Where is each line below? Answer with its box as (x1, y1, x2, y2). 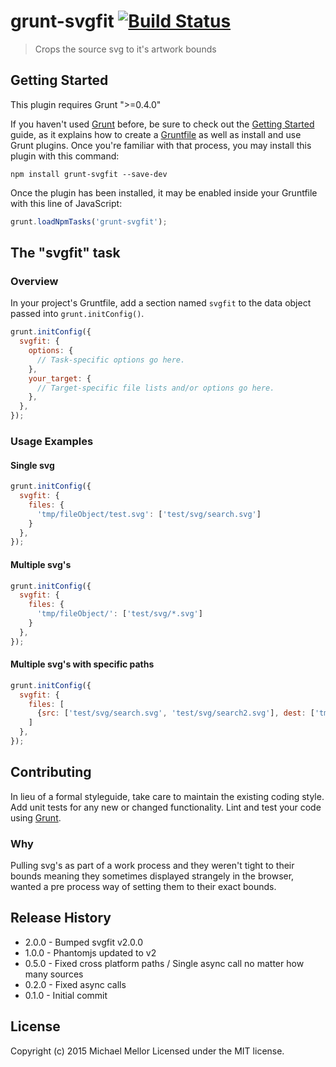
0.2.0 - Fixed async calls (24, 978, 127, 990)
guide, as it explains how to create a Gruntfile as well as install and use (10, 128, 302, 140)
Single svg (10, 459, 55, 471)
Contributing (10, 764, 92, 781)
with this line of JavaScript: (10, 197, 123, 209)
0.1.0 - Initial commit (24, 989, 108, 1001)
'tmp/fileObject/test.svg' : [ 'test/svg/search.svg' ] (36, 509, 262, 519)
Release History (10, 910, 112, 927)
